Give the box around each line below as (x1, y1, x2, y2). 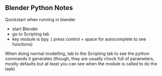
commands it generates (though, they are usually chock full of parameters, (5, 55, 155, 62)
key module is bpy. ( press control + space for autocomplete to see (12, 36, 146, 42)
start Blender (12, 26, 38, 32)
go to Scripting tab (12, 31, 49, 37)
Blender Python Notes (5, 4, 73, 12)
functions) (12, 41, 33, 47)
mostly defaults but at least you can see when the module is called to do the (5, 61, 158, 66)
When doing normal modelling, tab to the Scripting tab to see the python (5, 51, 149, 56)
